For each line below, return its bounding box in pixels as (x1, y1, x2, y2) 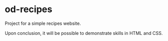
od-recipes (5, 4, 53, 15)
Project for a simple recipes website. (5, 20, 81, 26)
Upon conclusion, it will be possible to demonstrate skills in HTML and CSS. (5, 30, 163, 36)
